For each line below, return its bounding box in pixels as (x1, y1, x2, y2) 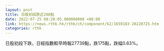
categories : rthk (5, 26, 42, 31)
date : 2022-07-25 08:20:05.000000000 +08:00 (5, 16, 100, 21)
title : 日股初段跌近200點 (5, 12, 54, 17)
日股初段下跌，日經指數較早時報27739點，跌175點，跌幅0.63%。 (5, 40, 141, 46)
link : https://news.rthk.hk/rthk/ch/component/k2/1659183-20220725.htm (5, 21, 159, 26)
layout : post (5, 7, 33, 12)
